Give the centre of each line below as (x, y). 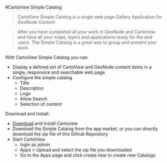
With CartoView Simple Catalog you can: (47, 57)
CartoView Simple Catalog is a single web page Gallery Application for (90, 17)
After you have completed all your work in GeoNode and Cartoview (86, 32)
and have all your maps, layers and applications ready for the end (85, 37)
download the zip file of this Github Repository (60, 134)
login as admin (35, 145)
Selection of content (41, 104)
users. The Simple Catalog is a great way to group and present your (87, 42)
